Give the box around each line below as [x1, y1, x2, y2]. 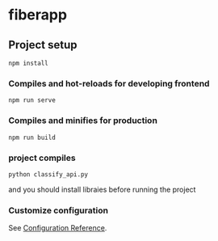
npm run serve [8, 96, 57, 104]
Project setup [8, 38, 78, 52]
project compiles [8, 152, 76, 163]
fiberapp [8, 6, 67, 24]
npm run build [8, 133, 57, 142]
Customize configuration [8, 205, 109, 216]
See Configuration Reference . [8, 223, 107, 233]
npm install [8, 59, 48, 67]
